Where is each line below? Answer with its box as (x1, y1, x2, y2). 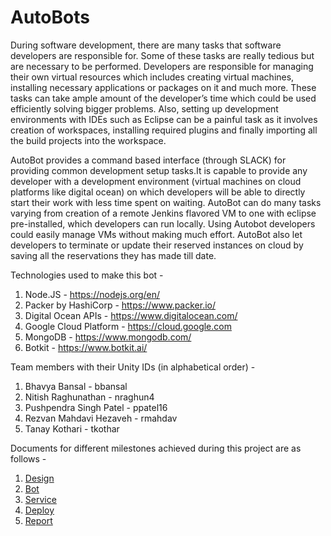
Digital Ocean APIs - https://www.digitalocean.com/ (24, 309, 238, 321)
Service (24, 493, 57, 505)
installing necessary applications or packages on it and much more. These (10, 81, 317, 93)
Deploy (24, 504, 55, 516)
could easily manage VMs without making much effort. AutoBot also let (10, 228, 303, 240)
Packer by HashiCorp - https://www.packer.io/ (24, 299, 217, 311)
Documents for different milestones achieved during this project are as (10, 442, 302, 454)
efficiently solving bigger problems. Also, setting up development (10, 102, 279, 115)
